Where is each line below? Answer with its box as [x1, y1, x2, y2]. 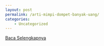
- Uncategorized [14, 21, 48, 26]
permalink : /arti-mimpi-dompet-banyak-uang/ [5, 12, 99, 17]
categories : [5, 16, 30, 21]
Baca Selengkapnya [5, 35, 46, 41]
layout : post [5, 7, 32, 12]
